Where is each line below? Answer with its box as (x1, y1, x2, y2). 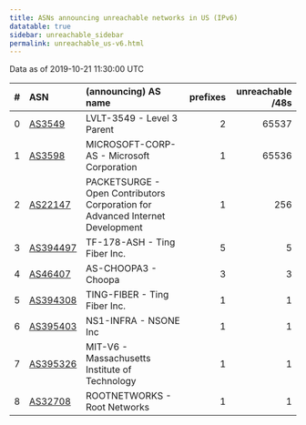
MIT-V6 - (85, 340, 128, 353)
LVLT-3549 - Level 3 (85, 112, 178, 125)
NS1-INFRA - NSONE (85, 315, 180, 328)
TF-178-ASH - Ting (85, 236, 176, 248)
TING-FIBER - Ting (85, 288, 169, 301)
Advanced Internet (85, 210, 166, 223)
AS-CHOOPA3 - (85, 262, 158, 275)
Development (85, 221, 143, 234)
